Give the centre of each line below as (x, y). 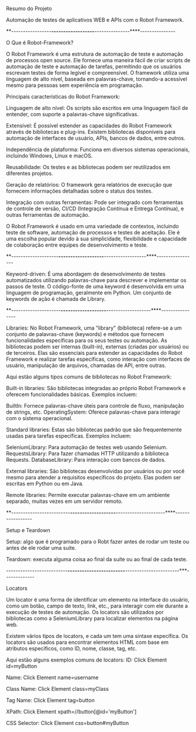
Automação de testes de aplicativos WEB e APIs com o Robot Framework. (95, 20)
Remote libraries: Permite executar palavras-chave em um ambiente (88, 495)
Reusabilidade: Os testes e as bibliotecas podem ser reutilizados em (88, 167)
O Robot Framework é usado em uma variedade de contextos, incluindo (92, 226)
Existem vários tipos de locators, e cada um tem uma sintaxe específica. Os (97, 636)
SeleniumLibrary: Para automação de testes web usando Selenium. (87, 447)
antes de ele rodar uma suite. (41, 548)
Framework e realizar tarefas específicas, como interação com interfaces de (98, 359)
